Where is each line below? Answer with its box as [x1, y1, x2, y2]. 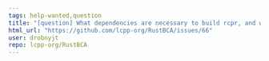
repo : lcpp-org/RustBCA [8, 41, 88, 49]
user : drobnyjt [8, 33, 59, 42]
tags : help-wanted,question [8, 11, 102, 20]
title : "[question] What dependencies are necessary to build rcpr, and [8, 19, 256, 27]
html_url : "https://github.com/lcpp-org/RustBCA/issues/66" [8, 26, 214, 34]
